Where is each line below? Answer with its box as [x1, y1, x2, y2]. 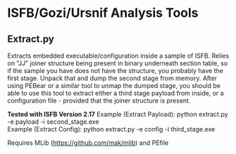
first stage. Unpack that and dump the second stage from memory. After [7, 74, 217, 82]
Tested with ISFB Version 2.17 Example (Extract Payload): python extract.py [7, 110, 228, 118]
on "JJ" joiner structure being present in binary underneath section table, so [7, 59, 228, 68]
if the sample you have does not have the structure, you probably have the [7, 67, 223, 75]
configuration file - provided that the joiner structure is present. [7, 96, 191, 105]
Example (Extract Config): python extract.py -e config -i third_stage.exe [7, 125, 216, 133]
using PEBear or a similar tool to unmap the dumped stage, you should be [7, 82, 221, 89]
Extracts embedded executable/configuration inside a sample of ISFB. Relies [7, 51, 230, 60]
